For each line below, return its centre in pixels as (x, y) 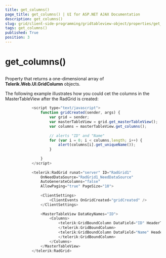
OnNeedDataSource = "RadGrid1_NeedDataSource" (87, 177)
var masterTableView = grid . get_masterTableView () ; (104, 122)
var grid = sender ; (69, 117)
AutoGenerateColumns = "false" (70, 182)
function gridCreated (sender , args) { (80, 113)
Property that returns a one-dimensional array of (55, 79)
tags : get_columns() (26, 28)
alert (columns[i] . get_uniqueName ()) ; (97, 145)
